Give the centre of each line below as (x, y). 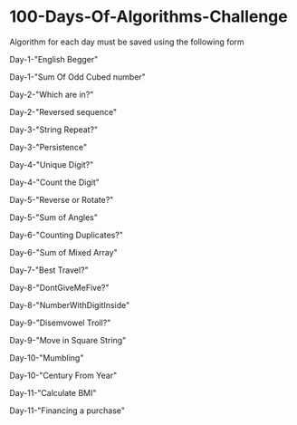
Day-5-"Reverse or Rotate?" (62, 199)
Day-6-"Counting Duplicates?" (67, 235)
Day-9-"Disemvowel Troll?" (60, 323)
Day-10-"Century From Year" (63, 375)
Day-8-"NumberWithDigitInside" (70, 304)
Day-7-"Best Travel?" (49, 270)
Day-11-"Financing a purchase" (67, 411)
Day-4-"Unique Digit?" (52, 164)
